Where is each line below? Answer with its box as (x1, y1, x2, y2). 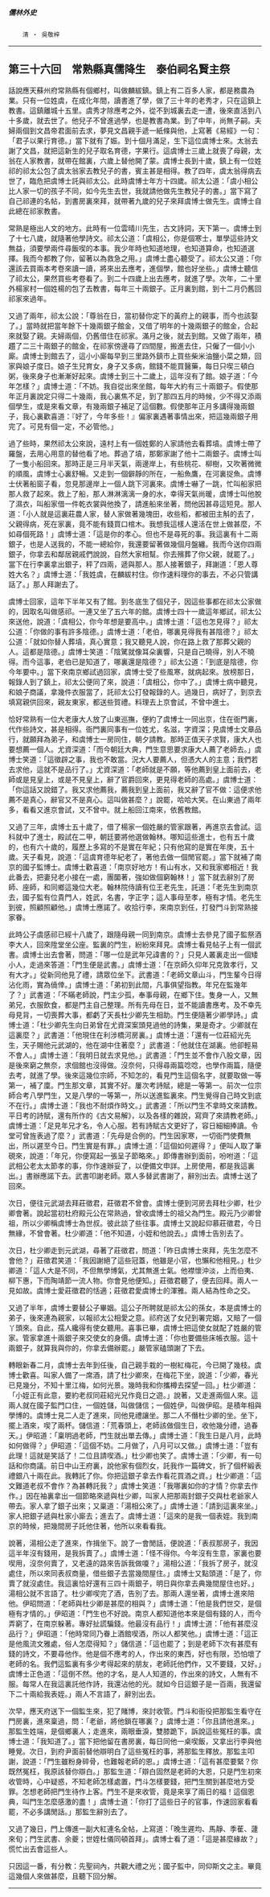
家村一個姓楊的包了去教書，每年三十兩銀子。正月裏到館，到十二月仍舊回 (22, 283, 262, 293)
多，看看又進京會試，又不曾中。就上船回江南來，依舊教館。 (8, 805, 206, 814)
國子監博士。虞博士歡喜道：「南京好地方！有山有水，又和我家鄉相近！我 (22, 862, 259, 872)
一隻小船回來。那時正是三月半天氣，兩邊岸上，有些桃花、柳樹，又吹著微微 (14, 459, 262, 468)
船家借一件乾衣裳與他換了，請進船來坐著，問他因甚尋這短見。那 (43, 499, 255, 509)
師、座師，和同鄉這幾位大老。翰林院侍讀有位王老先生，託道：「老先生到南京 (8, 882, 259, 892)
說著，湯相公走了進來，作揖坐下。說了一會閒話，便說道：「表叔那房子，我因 (8, 1538, 259, 1548)
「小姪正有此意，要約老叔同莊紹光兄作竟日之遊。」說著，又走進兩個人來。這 (8, 1390, 259, 1400)
